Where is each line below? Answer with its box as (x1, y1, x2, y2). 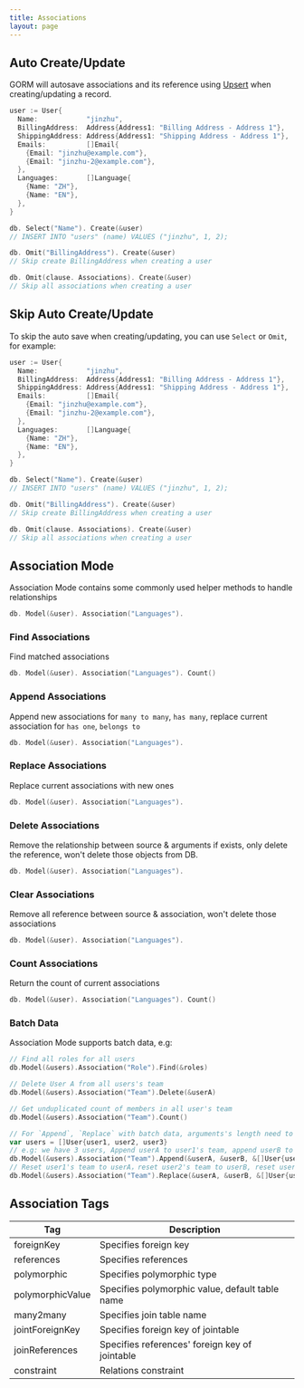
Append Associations (9, 690, 107, 703)
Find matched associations (9, 651, 110, 662)
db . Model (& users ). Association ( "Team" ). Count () (9, 1113, 188, 1122)
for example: (9, 340, 57, 351)
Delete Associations (9, 818, 100, 831)
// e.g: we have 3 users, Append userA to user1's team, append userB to (9, 1146, 294, 1155)
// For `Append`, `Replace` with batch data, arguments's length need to (9, 1129, 294, 1138)
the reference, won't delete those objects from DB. (9, 848, 199, 860)
